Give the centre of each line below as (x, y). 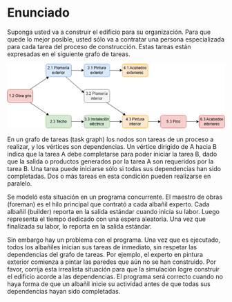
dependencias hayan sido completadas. (64, 291)
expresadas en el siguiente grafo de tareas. (69, 54)
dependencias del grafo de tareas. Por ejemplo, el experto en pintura (105, 254)
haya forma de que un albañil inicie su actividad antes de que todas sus (109, 284)
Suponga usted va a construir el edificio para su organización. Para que (109, 32)
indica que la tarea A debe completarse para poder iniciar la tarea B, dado (112, 154)
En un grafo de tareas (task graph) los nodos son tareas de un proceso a (110, 139)
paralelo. (20, 183)
